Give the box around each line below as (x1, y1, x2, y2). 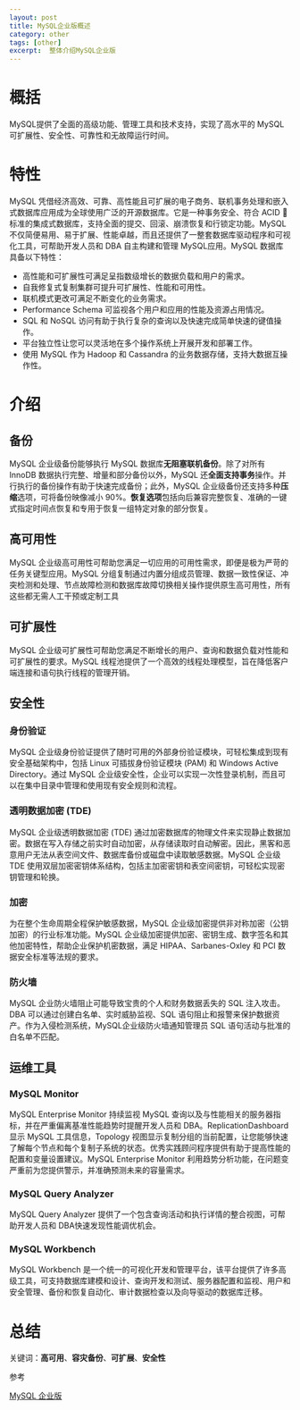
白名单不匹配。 (9, 1031, 64, 1042)
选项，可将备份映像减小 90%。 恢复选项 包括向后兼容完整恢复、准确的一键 (17, 492, 287, 502)
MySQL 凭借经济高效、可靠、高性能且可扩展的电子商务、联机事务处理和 (9, 196, 274, 206)
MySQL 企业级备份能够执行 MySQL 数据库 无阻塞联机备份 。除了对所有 (9, 458, 266, 469)
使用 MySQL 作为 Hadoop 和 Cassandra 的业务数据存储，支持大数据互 (21, 349, 280, 359)
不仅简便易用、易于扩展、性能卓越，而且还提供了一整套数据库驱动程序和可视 (9, 230, 291, 239)
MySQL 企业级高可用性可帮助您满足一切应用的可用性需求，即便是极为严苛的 (9, 557, 289, 567)
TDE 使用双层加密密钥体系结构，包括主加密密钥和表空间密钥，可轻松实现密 (9, 860, 286, 871)
